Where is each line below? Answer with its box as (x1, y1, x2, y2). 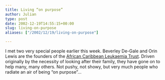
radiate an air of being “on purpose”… (5, 69, 82, 75)
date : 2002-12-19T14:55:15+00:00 (5, 21, 74, 26)
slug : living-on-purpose (5, 26, 56, 31)
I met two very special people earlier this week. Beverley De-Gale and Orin (5, 48, 158, 54)
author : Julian (5, 12, 37, 17)
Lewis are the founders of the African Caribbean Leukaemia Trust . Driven (5, 53, 155, 59)
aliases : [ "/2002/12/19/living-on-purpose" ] (5, 30, 99, 35)
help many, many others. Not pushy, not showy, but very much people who (5, 64, 158, 70)
